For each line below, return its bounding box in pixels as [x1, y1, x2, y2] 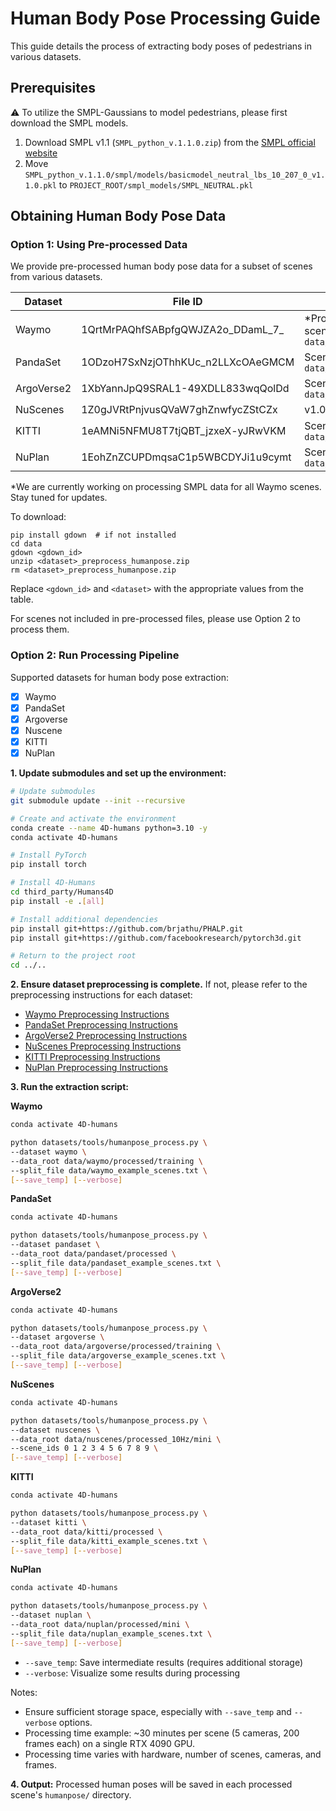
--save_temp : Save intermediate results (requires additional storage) [24, 1656, 303, 1668]
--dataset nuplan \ [10, 1610, 92, 1621]
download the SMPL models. [10, 117, 129, 129]
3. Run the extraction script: [10, 1081, 129, 1093]
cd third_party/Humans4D [10, 887, 114, 897]
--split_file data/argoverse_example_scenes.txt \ [10, 1351, 226, 1361]
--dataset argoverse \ [10, 1332, 105, 1342]
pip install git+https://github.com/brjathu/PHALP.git [10, 923, 244, 934]
